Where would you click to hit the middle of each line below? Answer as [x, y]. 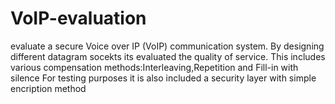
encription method [48, 88]
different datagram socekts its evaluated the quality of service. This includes [168, 56]
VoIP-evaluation [78, 18]
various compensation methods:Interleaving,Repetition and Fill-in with [154, 67]
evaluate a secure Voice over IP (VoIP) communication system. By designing [167, 46]
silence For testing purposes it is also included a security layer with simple [163, 78]
